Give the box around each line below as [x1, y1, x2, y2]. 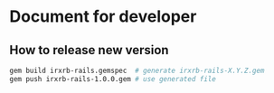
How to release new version [9, 42, 169, 58]
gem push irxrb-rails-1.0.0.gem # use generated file [9, 74, 217, 83]
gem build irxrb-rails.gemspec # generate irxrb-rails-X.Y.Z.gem [9, 66, 265, 75]
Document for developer [9, 6, 197, 27]
